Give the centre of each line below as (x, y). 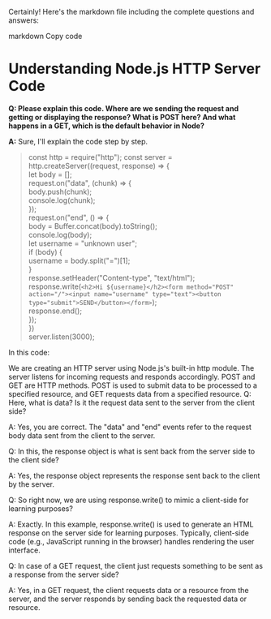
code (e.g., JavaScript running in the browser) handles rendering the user (131, 541)
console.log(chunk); (62, 200)
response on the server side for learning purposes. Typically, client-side (129, 533)
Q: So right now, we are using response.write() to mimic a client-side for (129, 500)
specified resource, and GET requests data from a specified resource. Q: (130, 393)
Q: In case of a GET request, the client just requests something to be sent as (136, 565)
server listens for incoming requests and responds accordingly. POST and (132, 376)
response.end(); (55, 311)
